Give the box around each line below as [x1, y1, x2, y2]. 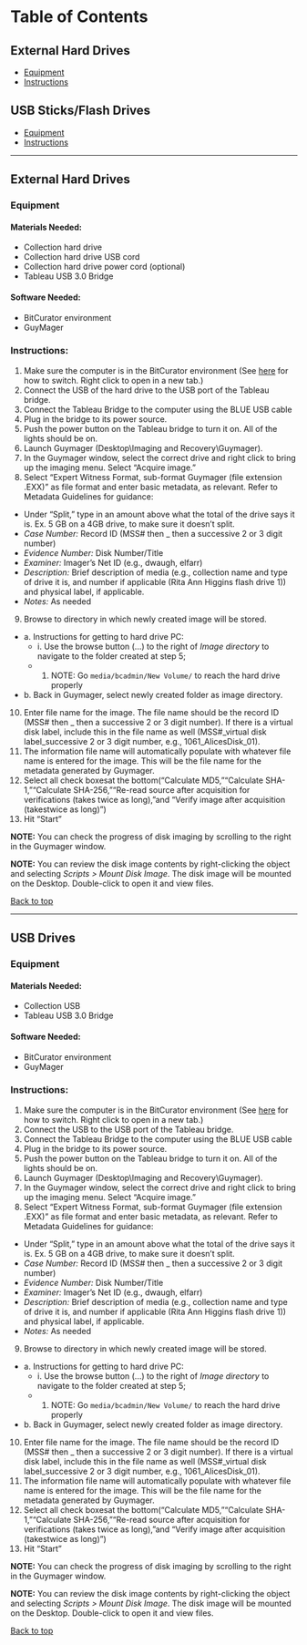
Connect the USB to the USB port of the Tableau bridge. [23, 1124, 234, 1135]
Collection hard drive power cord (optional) [23, 262, 186, 272]
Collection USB [23, 1001, 81, 1012]
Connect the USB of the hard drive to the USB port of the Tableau [23, 385, 270, 396]
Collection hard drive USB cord [23, 252, 140, 262]
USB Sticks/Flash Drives [10, 103, 151, 118]
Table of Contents [10, 6, 148, 27]
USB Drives [10, 930, 76, 946]
